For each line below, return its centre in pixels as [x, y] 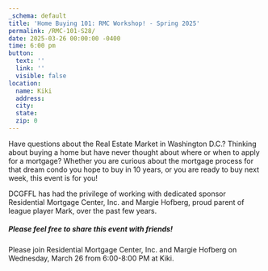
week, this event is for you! [53, 177]
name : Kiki [34, 91]
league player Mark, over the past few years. [83, 211]
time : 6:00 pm [32, 46]
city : [25, 106]
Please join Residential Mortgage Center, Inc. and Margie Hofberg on [123, 249]
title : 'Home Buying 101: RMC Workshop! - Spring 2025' [104, 23]
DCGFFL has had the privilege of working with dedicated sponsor [117, 194]
